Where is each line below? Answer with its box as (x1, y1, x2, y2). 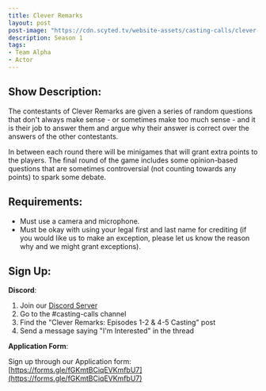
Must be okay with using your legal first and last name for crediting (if (19, 224, 247, 234)
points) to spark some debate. (8, 172, 107, 182)
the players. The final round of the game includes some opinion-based (8, 155, 238, 165)
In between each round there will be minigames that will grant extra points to (8, 147, 258, 156)
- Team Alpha (8, 48, 51, 56)
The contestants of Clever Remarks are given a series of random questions (8, 106, 253, 116)
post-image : (8, 26, 47, 34)
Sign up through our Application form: (8, 357, 132, 366)
